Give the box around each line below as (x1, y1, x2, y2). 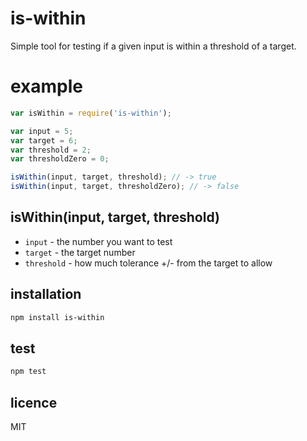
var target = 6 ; (10, 135, 78, 146)
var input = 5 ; (10, 126, 74, 136)
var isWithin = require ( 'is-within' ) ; (10, 108, 172, 118)
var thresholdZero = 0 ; (10, 154, 110, 164)
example (10, 75, 84, 98)
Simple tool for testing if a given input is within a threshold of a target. (10, 40, 297, 52)
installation (10, 286, 82, 303)
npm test (10, 367, 47, 377)
